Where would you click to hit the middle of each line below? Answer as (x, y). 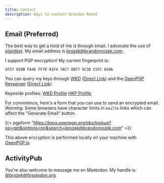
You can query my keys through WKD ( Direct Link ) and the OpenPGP (75, 78)
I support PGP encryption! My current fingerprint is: (57, 61)
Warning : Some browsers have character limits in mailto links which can (78, 108)
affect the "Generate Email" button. (41, 113)
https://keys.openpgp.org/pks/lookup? (72, 123)
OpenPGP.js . (18, 143)
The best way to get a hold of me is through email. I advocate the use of (78, 46)
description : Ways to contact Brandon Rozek (51, 14)
